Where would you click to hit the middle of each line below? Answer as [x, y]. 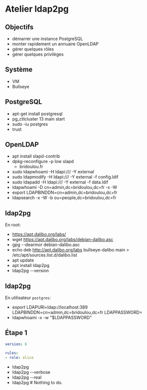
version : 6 [16, 344]
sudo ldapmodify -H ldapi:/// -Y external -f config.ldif [65, 177]
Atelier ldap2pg [37, 9]
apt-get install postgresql [37, 114]
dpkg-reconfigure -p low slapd [43, 162]
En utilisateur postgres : [28, 298]
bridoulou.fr [31, 166]
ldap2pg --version [30, 271]
